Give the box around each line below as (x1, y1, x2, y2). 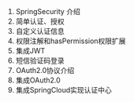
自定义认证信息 (15, 27, 65, 35)
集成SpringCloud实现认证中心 (15, 86, 112, 94)
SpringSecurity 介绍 (15, 7, 80, 16)
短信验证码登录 (15, 56, 65, 65)
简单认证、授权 (15, 16, 65, 26)
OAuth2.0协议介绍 (15, 66, 75, 75)
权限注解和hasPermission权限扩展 (15, 36, 126, 46)
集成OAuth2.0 (15, 75, 61, 85)
